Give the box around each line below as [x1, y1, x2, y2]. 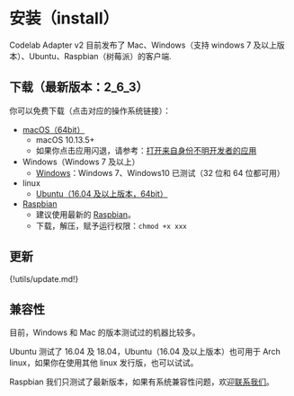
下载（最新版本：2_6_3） [9, 80, 148, 95]
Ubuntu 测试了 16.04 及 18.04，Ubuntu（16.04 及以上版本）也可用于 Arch [9, 347, 281, 357]
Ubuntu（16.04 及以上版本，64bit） [35, 188, 168, 198]
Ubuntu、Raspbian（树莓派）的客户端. [28, 50, 173, 61]
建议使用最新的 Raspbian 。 [35, 208, 137, 220]
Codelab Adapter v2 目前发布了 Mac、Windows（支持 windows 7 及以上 [9, 40, 277, 50]
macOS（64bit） [22, 124, 85, 135]
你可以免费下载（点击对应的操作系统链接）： [9, 105, 171, 116]
